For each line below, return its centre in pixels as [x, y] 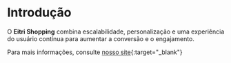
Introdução [39, 13]
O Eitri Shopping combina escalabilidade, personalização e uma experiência [116, 32]
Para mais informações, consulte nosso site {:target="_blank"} [95, 52]
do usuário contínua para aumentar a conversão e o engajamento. [101, 38]
